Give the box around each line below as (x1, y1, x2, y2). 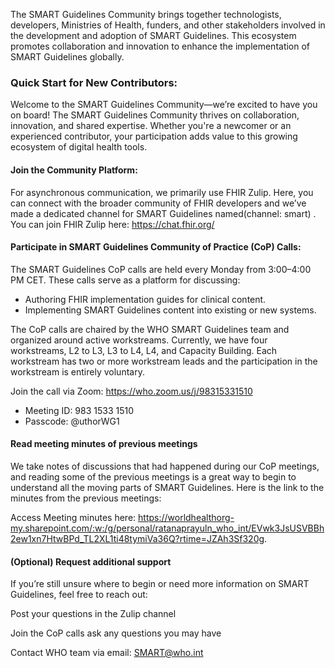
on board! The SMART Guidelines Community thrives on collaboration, (10, 109, 300, 121)
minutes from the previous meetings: (10, 492, 162, 504)
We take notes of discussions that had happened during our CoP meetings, (10, 460, 320, 472)
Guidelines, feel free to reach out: (10, 589, 148, 601)
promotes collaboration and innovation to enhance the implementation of (10, 40, 311, 52)
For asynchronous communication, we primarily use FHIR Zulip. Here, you (10, 186, 314, 198)
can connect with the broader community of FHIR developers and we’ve (10, 197, 307, 209)
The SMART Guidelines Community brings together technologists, (10, 9, 282, 20)
